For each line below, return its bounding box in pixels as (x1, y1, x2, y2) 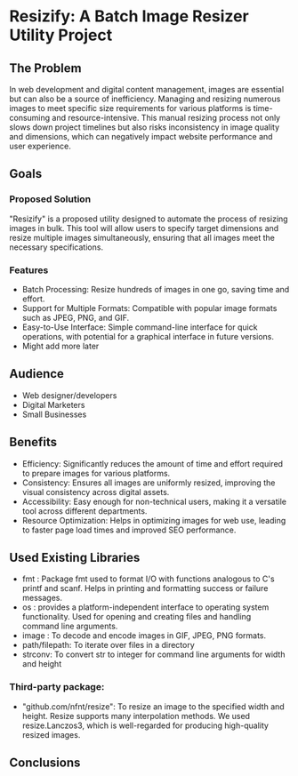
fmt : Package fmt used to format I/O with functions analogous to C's (21, 573, 275, 584)
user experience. (9, 140, 71, 151)
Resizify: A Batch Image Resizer (9, 6, 249, 27)
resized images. (21, 729, 81, 740)
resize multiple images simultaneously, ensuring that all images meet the (9, 232, 276, 243)
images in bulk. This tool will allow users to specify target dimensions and (9, 222, 279, 233)
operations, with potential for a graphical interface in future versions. (21, 331, 274, 341)
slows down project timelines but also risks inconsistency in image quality (9, 122, 280, 132)
